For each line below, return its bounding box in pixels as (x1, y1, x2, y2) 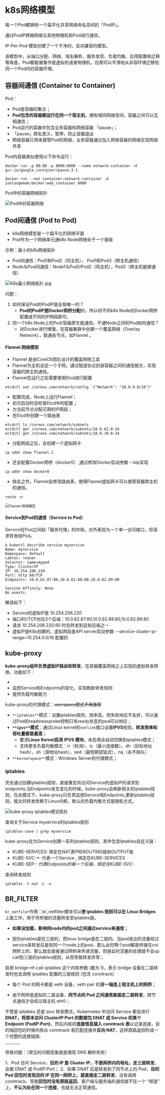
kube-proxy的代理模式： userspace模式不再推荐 (5, 702, 102, 707)
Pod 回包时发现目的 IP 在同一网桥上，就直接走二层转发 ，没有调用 (5, 1072, 137, 1078)
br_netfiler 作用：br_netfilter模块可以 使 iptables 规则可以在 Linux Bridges (5, 908, 156, 914)
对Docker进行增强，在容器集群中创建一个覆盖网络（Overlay (19, 326, 140, 332)
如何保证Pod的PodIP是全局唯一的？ (12, 301, 84, 307)
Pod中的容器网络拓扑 (5, 190, 48, 196)
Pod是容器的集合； (12, 106, 51, 112)
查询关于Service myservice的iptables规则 (5, 819, 89, 825)
